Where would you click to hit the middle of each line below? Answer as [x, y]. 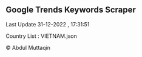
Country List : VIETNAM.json [41, 36]
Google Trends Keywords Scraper [71, 10]
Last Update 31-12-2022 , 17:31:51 [48, 24]
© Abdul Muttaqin [28, 47]
